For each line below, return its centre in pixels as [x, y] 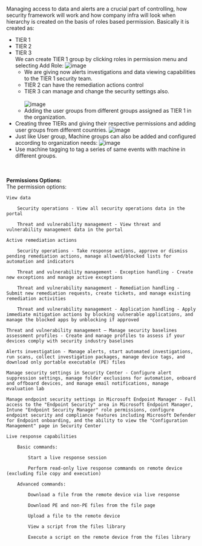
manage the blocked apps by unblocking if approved [73, 320]
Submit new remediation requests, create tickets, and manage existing [98, 293]
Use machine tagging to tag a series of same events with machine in [100, 149]
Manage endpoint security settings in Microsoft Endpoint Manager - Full [101, 399]
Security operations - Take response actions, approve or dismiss [103, 251]
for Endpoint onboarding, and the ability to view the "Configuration [97, 421]
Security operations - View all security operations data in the [101, 208]
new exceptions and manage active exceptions [64, 278]
